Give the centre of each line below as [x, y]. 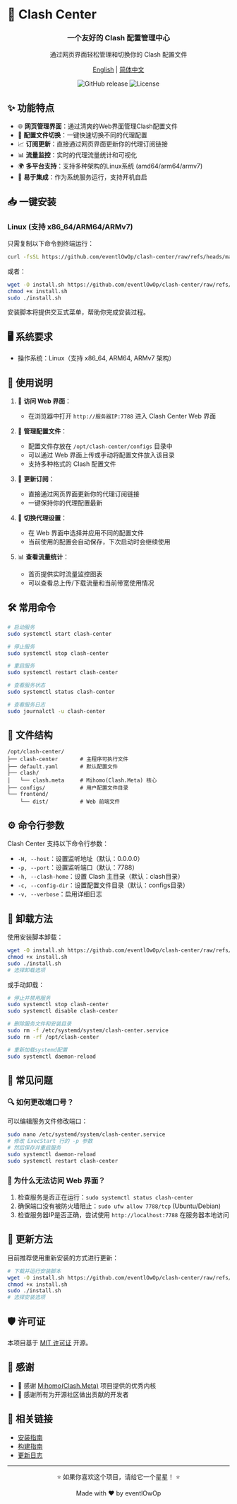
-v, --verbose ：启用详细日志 [60, 894]
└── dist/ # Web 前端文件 [70, 802]
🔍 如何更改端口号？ [41, 1102]
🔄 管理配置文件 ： [42, 431]
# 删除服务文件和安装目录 [39, 1024]
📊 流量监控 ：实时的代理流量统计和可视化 [77, 155]
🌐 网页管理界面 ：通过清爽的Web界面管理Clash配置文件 [97, 126]
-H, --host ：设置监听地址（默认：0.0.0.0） [80, 859]
